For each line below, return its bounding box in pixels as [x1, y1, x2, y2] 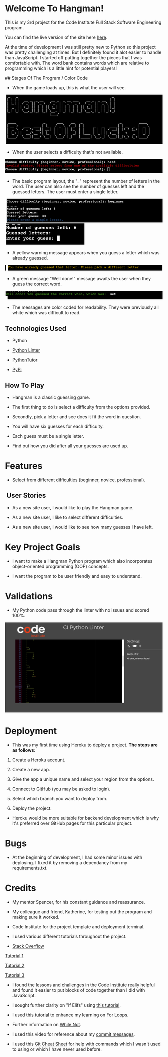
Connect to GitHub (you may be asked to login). [12, 786, 111, 792]
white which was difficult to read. [12, 310, 81, 316]
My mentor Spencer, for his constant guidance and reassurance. [12, 899, 145, 905]
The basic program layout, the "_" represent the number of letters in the [12, 178, 160, 184]
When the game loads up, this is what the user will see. [12, 84, 126, 90]
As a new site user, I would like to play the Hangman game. [12, 504, 134, 510]
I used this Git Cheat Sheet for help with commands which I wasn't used [12, 1041, 161, 1047]
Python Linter [12, 347, 40, 353]
